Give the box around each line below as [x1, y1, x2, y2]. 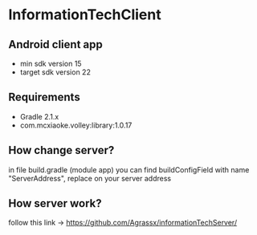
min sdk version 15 [19, 59, 82, 68]
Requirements [8, 91, 80, 104]
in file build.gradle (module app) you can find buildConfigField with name [8, 164, 250, 174]
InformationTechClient [8, 6, 162, 24]
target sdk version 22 [19, 67, 91, 77]
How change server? [8, 144, 115, 157]
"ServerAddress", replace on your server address [8, 173, 171, 183]
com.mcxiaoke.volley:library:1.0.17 [19, 120, 133, 130]
